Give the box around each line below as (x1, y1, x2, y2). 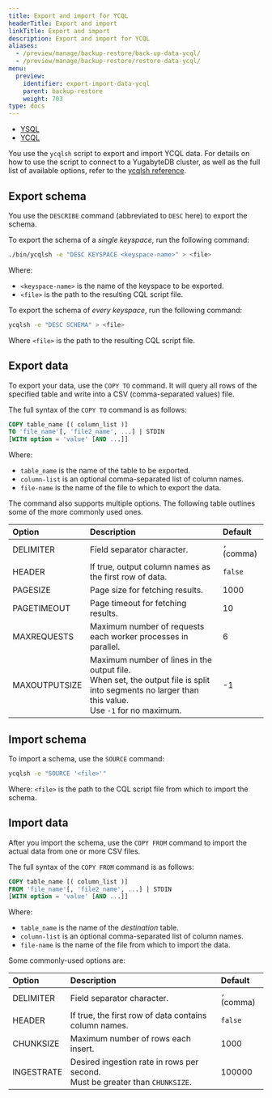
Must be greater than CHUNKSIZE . (70, 1077, 192, 1088)
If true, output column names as (90, 562, 211, 573)
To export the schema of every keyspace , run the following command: (8, 305, 243, 315)
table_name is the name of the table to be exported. (19, 466, 191, 476)
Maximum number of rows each (70, 1033, 192, 1045)
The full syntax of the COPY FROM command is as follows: (8, 862, 194, 871)
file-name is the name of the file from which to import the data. (19, 940, 231, 950)
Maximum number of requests (90, 621, 205, 632)
